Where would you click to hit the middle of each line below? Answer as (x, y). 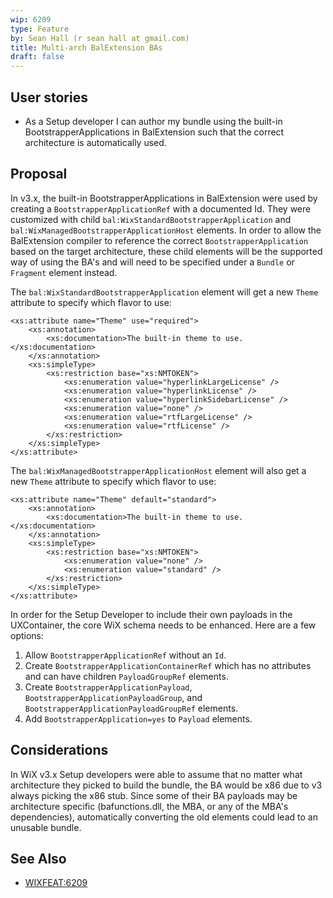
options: (27, 635)
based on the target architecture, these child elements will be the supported (166, 251)
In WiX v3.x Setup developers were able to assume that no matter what (156, 774)
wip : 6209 (31, 19)
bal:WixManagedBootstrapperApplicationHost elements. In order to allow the (166, 230)
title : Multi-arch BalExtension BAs (86, 47)
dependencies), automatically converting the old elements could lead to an (164, 817)
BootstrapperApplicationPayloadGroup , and (113, 697)
